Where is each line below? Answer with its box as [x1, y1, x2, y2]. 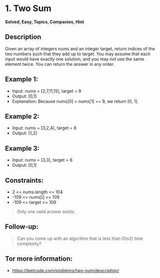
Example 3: [5, 144, 40, 152]
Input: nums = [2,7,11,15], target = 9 [12, 88, 81, 94]
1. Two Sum [5, 3, 52, 14]
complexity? [16, 240, 42, 247]
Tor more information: [5, 255, 73, 263]
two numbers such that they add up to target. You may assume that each [5, 51, 151, 57]
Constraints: [5, 176, 44, 184]
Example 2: [5, 112, 40, 120]
